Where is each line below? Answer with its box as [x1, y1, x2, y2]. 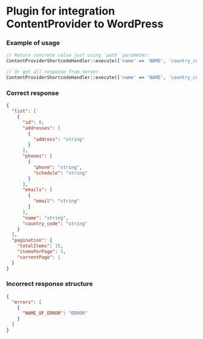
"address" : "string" [33, 136, 85, 143]
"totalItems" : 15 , [17, 243, 63, 249]
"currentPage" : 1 [17, 254, 61, 260]
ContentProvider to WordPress [6, 17, 164, 31]
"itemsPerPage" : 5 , [17, 249, 66, 255]
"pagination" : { [11, 237, 53, 244]
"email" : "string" [33, 198, 80, 204]
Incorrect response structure [6, 280, 94, 288]
